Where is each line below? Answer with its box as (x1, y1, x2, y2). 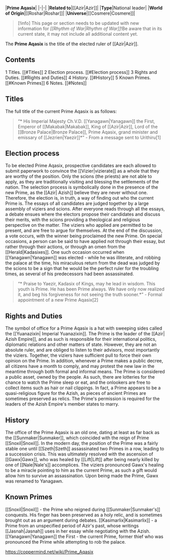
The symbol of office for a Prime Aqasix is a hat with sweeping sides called (5, 325, 162, 331)
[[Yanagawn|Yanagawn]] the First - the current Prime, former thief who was (5, 533, 163, 540)
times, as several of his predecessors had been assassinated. (5, 271, 134, 277)
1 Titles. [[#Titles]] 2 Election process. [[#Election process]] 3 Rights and (5, 69, 157, 75)
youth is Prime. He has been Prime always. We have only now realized (17, 286, 165, 292)
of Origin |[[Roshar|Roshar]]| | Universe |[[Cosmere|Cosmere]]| (5, 10, 135, 16)
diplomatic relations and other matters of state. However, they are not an (5, 341, 157, 348)
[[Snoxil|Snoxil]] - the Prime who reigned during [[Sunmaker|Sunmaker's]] (5, 506, 161, 512)
